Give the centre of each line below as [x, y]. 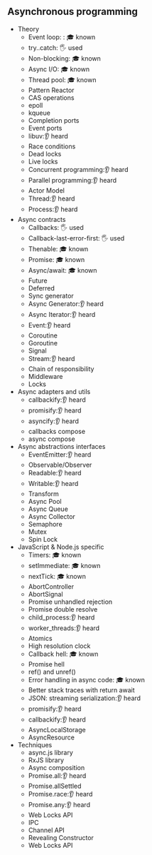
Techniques [35, 744]
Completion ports [54, 120]
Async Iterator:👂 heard [62, 314]
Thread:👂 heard [51, 198]
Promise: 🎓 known [56, 259]
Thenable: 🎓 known [58, 248]
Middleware [45, 376]
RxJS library [46, 760]
